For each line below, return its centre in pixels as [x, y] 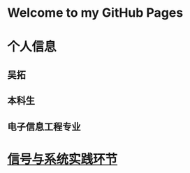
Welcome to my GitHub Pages [95, 13]
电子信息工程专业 [44, 127]
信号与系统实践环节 [63, 159]
